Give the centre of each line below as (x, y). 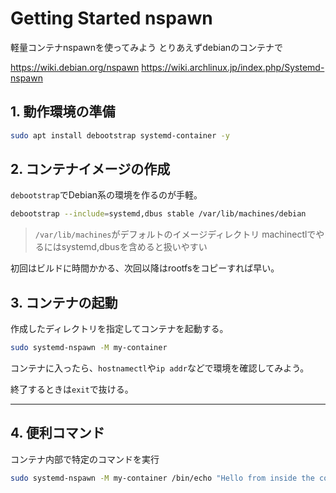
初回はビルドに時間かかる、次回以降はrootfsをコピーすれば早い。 (145, 268)
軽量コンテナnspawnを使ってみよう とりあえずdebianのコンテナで (147, 47)
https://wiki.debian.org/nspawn (75, 67)
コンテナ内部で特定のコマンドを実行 (85, 459)
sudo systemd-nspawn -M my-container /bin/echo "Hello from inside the (162, 478)
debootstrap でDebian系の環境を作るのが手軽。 (106, 195)
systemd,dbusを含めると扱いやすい (134, 247)
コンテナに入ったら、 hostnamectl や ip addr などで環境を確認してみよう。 (160, 368)
